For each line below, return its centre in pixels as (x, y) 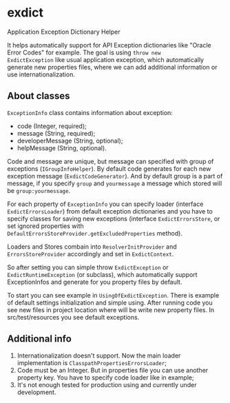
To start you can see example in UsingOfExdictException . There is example (113, 295)
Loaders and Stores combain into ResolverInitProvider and (92, 247)
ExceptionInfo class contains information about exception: (90, 112)
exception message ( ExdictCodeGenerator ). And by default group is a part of (115, 176)
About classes (39, 96)
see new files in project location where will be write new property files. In (111, 310)
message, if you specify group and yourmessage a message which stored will (115, 183)
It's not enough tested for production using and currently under (107, 384)
